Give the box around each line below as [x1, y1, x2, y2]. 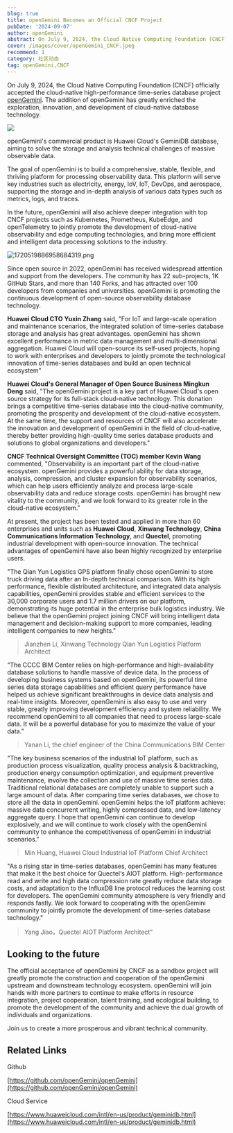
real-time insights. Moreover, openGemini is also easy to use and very [7, 697, 207, 706]
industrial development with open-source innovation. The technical [7, 539, 199, 547]
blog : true [7, 10, 39, 17]
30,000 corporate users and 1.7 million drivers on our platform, [7, 597, 186, 605]
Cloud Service [7, 1097, 48, 1105]
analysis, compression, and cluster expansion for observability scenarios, [7, 474, 217, 482]
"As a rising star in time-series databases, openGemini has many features [7, 862, 217, 870]
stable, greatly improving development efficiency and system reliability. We [7, 705, 222, 713]
